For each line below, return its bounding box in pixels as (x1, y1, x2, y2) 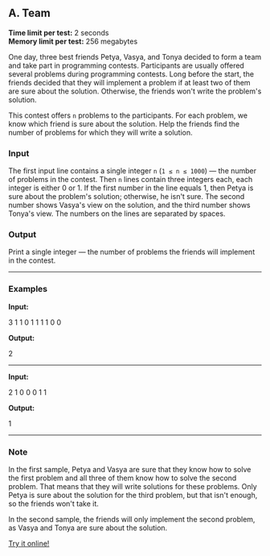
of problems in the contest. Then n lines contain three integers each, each (8, 175, 253, 185)
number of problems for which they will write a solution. (8, 127, 193, 137)
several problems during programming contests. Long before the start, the (8, 68, 255, 79)
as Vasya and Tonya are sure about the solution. (8, 523, 168, 533)
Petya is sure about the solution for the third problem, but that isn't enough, (8, 491, 258, 500)
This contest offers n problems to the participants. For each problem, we (8, 110, 247, 120)
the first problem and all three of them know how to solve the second (8, 473, 237, 483)
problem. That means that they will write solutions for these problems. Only (8, 482, 257, 491)
